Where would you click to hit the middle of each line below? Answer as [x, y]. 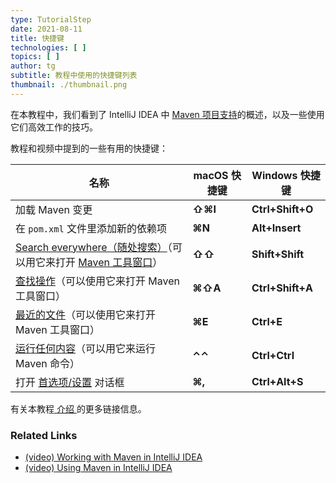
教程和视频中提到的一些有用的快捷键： [89, 148]
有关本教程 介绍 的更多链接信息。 [78, 408]
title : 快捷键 [37, 38]
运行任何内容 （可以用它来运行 [86, 348]
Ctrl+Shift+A [282, 288]
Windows [274, 175]
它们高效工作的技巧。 [54, 127]
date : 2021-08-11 [46, 29]
